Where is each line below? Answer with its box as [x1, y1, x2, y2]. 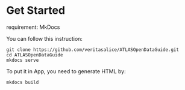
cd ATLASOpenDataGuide [6, 52, 63, 58]
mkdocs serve [6, 57, 39, 63]
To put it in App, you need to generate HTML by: [6, 67, 127, 75]
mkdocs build [6, 79, 39, 85]
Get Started [6, 4, 65, 17]
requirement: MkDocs [6, 23, 60, 31]
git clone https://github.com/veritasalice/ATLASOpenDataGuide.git [6, 46, 180, 53]
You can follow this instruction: [6, 35, 83, 42]
